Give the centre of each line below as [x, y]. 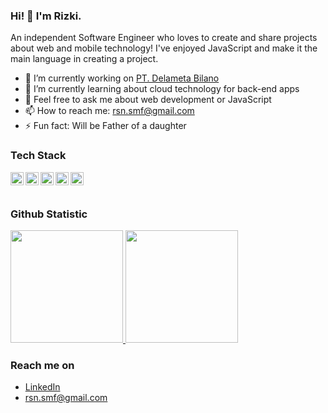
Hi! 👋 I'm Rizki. [46, 16]
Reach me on [42, 365]
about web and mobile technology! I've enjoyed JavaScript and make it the [164, 48]
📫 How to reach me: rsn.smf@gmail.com [109, 111]
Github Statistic [49, 214]
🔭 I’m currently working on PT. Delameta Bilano [122, 78]
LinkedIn [42, 387]
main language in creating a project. [84, 59]
